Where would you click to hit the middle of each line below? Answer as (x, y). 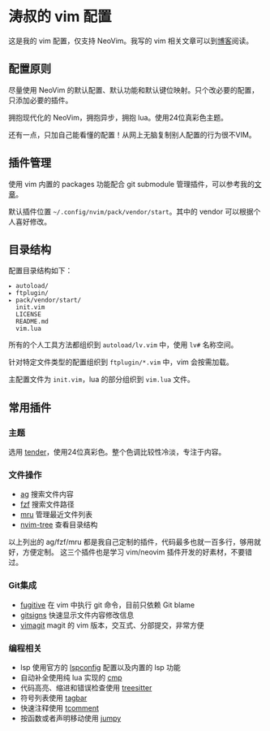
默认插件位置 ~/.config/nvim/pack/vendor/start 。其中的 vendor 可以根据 (131, 211)
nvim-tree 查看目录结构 (59, 524)
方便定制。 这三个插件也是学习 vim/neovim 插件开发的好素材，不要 (134, 552)
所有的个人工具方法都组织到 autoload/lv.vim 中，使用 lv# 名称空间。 (123, 345)
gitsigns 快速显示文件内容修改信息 (77, 615)
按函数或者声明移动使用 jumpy (71, 718)
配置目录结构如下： (41, 271)
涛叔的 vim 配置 (60, 17)
